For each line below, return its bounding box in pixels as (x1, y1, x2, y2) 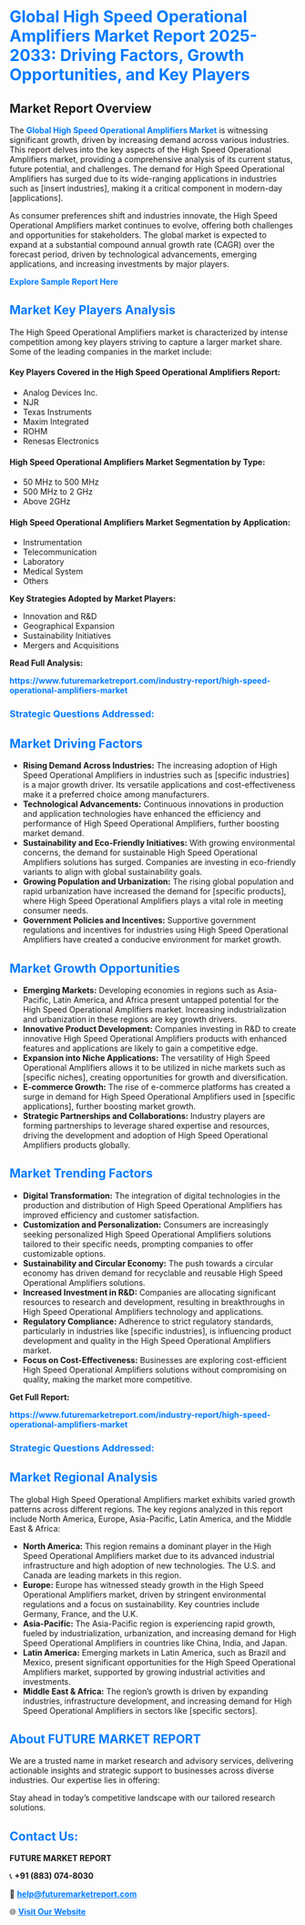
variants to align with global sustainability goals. (22, 867, 203, 878)
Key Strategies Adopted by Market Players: (9, 594, 177, 605)
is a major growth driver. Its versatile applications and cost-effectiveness (22, 779, 296, 790)
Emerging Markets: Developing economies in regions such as (22, 984, 256, 995)
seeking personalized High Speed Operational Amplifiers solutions (22, 1228, 271, 1239)
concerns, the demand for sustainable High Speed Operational (22, 847, 258, 858)
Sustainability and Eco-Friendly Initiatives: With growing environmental (22, 838, 296, 849)
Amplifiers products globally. (22, 1139, 131, 1150)
